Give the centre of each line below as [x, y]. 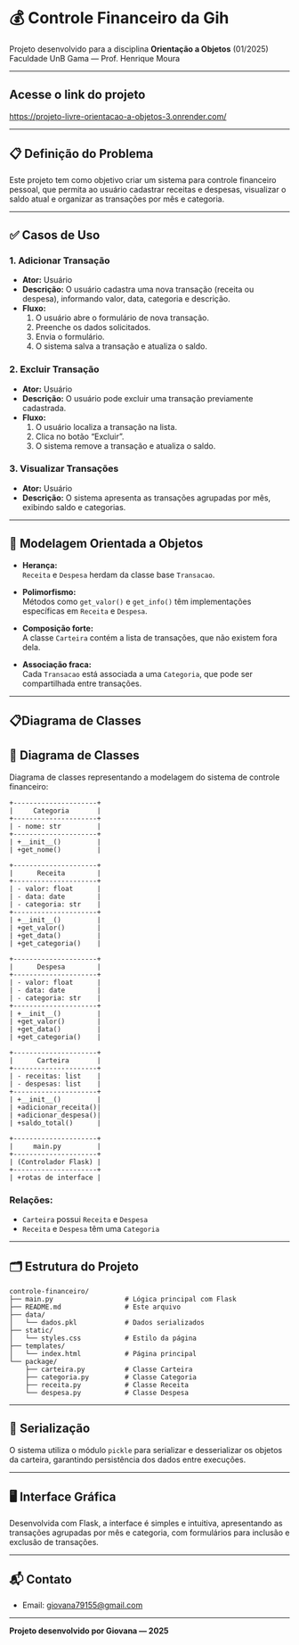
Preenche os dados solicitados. [93, 327]
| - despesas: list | [55, 1084]
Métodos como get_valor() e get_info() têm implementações [137, 601]
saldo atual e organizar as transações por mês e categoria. [117, 199]
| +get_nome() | [55, 849]
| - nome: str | [55, 826]
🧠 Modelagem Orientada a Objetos [106, 544]
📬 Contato [41, 1579]
